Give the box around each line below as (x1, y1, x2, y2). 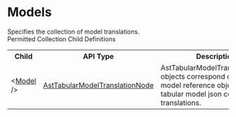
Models (7, 4, 52, 20)
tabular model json (160, 89, 223, 99)
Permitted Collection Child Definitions (7, 34, 116, 43)
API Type (83, 51, 114, 61)
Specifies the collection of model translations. (7, 27, 140, 36)
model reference (160, 80, 216, 90)
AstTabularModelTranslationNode (43, 80, 155, 90)
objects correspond (160, 71, 226, 81)
